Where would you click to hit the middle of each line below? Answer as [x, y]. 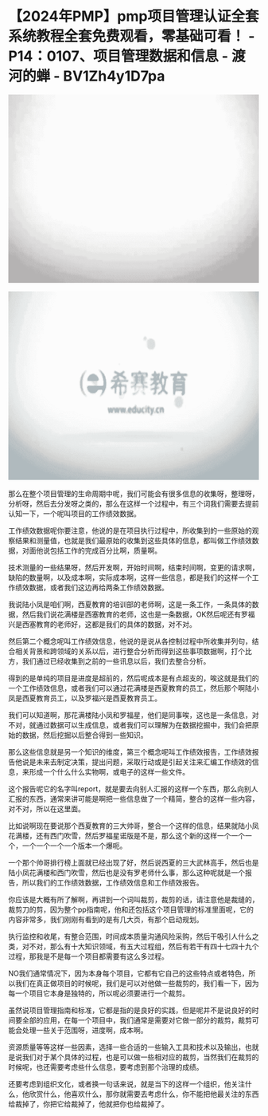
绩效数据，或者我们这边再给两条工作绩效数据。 [91, 587]
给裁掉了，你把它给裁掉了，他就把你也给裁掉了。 [88, 1104]
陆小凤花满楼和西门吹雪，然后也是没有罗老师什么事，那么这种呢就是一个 [126, 872]
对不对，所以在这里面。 [47, 808]
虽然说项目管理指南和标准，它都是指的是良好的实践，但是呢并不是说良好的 [130, 1010]
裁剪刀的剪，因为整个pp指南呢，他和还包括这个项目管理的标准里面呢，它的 [131, 909]
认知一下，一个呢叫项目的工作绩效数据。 [74, 513]
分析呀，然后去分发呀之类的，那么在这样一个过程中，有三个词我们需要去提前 [134, 503]
